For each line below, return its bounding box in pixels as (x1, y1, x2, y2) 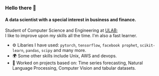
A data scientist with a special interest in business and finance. (5, 17, 136, 23)
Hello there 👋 (5, 4, 37, 11)
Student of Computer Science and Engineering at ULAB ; (5, 27, 118, 33)
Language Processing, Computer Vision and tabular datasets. (12, 65, 136, 71)
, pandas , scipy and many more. (23, 48, 87, 53)
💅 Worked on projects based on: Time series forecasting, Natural (12, 60, 143, 66)
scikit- (139, 43, 156, 48)
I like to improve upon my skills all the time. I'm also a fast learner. (5, 33, 137, 39)
